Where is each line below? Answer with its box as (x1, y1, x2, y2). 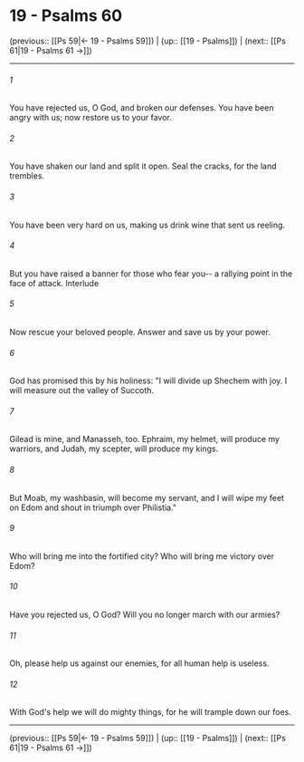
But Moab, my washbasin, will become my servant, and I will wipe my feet (9, 492, 285, 503)
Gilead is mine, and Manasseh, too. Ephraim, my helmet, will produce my (9, 434, 280, 445)
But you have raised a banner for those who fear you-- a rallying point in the (9, 268, 293, 279)
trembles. (9, 170, 45, 181)
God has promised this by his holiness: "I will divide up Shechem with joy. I (9, 375, 288, 386)
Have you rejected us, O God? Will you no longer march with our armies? (9, 609, 280, 620)
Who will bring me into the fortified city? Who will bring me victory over (9, 550, 275, 562)
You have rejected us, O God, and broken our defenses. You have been (9, 102, 274, 113)
